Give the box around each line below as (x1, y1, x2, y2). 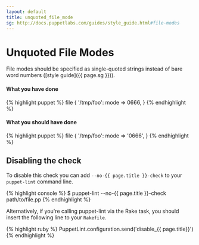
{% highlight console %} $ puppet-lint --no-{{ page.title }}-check (6, 189, 167, 197)
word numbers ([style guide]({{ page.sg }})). (6, 72, 115, 79)
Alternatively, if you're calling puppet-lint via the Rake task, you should (6, 207, 179, 215)
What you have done (6, 85, 58, 93)
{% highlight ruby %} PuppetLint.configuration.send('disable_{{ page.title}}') (6, 225, 194, 232)
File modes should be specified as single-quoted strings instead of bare (6, 65, 183, 72)
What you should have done (6, 119, 77, 126)
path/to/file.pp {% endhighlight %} (6, 195, 91, 203)
